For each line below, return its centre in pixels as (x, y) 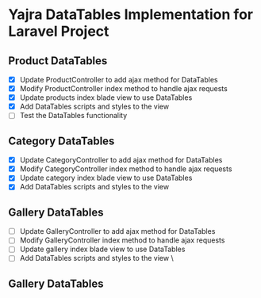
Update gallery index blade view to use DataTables (102, 249)
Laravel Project (59, 31)
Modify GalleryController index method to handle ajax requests (122, 240)
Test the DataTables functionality (73, 116)
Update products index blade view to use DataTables (106, 97)
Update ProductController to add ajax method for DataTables (119, 80)
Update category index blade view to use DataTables (106, 178)
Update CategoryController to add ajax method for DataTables (121, 160)
